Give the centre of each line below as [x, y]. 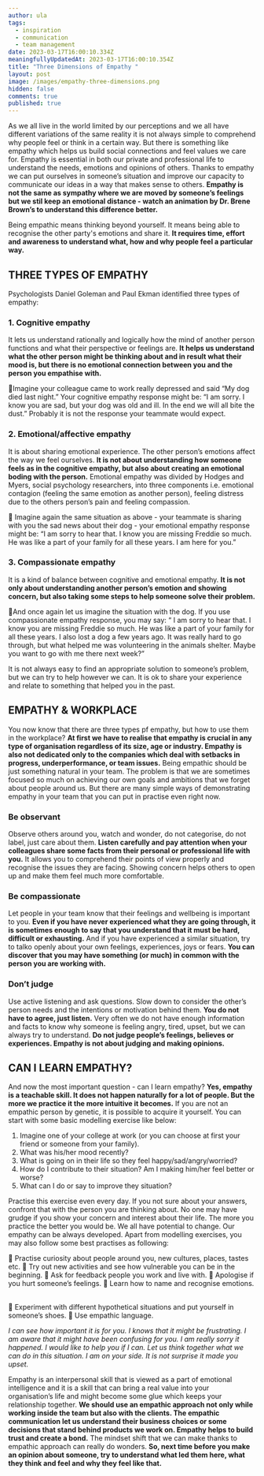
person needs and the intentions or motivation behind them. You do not [124, 1009]
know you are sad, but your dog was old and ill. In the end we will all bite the [132, 405]
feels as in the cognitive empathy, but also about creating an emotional [126, 468]
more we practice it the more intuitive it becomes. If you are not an [118, 1104]
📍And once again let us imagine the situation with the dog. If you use [119, 611]
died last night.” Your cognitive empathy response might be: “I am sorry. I [126, 397]
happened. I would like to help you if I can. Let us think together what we [126, 1347]
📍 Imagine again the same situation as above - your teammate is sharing [125, 516]
